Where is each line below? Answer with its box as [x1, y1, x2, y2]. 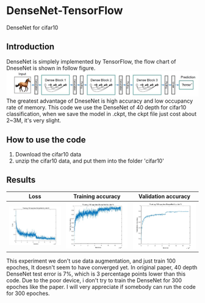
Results [6, 175, 36, 185]
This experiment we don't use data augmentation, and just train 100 [6, 257, 176, 265]
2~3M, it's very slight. [6, 117, 62, 124]
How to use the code [6, 134, 87, 145]
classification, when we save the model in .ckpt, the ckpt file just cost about [6, 111, 197, 118]
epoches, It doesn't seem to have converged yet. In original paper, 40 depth [6, 263, 198, 271]
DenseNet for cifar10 [6, 24, 59, 31]
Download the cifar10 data [15, 151, 81, 158]
